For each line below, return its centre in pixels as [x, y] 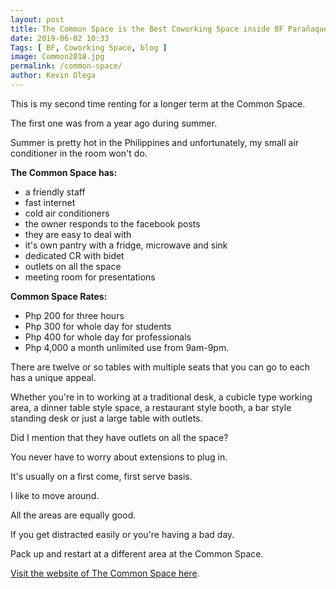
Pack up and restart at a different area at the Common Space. [137, 553]
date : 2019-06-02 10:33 [60, 38]
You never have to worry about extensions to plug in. [119, 457]
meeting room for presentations [90, 277]
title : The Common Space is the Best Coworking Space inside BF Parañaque [169, 29]
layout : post [37, 19]
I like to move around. [55, 495]
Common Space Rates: [59, 296]
